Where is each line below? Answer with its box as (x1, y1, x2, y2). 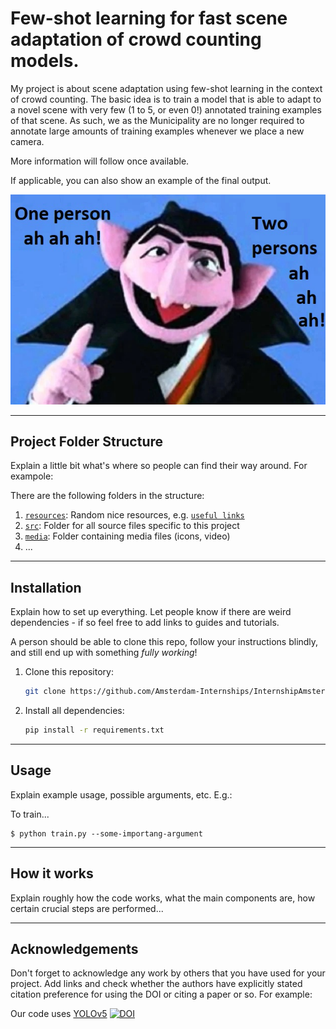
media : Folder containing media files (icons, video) (24, 530, 231, 542)
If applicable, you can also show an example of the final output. (10, 174, 272, 186)
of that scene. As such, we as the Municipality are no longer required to (10, 114, 305, 126)
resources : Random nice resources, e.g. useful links (24, 509, 245, 521)
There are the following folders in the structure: (10, 490, 205, 502)
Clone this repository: (24, 666, 114, 678)
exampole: (10, 470, 54, 482)
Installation (10, 579, 82, 596)
